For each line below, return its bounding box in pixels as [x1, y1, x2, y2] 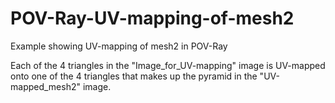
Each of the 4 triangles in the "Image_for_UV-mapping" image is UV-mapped [10, 59, 326, 71]
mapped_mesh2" [10, 80, 82, 92]
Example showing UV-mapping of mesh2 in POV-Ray [10, 40, 228, 52]
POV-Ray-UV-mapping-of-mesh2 [10, 7, 295, 30]
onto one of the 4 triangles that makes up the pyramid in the [10, 70, 258, 82]
